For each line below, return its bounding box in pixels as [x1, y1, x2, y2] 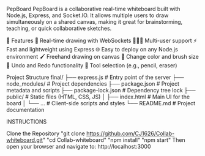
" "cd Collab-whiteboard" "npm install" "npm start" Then [42, 136, 185, 143]
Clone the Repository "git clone [6, 130, 86, 137]
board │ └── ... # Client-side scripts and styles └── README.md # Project [6, 100, 196, 106]
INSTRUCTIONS [6, 118, 47, 125]
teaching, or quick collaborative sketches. [6, 24, 112, 32]
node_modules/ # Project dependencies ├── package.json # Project [6, 80, 179, 87]
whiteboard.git [6, 136, 43, 143]
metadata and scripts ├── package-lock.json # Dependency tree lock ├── [6, 87, 196, 94]
